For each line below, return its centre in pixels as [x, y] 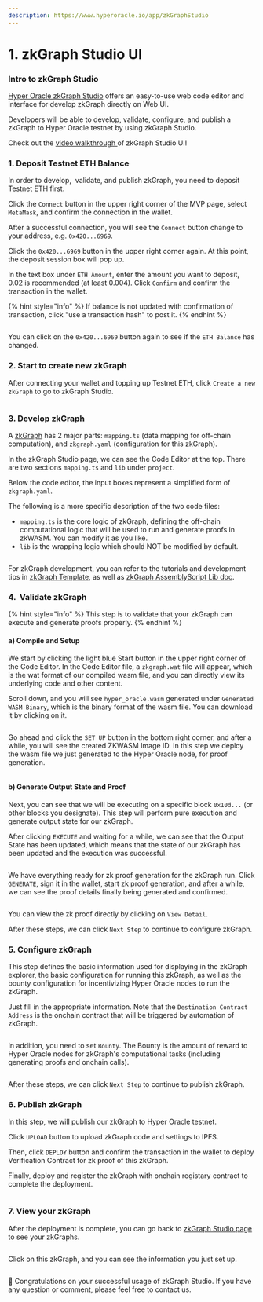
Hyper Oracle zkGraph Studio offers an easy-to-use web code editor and [126, 96]
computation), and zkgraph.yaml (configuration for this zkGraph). [113, 444]
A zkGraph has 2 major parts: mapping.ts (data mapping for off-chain [120, 435]
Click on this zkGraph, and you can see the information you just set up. [123, 1259]
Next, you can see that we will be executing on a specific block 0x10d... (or [131, 804]
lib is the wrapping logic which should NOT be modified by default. [129, 546]
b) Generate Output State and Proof [67, 787]
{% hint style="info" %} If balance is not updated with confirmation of [121, 306]
